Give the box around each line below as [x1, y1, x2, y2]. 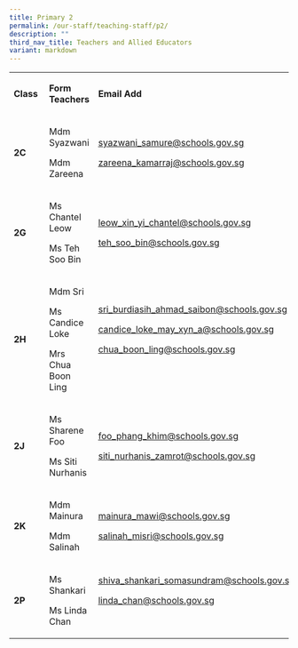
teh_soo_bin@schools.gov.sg [98, 236, 220, 249]
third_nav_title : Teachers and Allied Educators [9, 37, 192, 47]
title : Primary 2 [9, 12, 74, 22]
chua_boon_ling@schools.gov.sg [98, 343, 236, 356]
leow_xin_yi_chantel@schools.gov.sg [98, 217, 251, 229]
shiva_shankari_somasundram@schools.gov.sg [98, 574, 295, 587]
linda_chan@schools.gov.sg [98, 595, 215, 607]
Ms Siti [48, 455, 78, 468]
